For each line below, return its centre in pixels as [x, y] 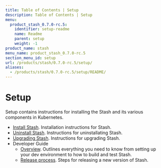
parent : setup [29, 39]
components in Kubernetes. [34, 117]
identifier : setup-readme [42, 29]
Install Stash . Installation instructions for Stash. [62, 127]
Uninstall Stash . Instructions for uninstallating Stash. [67, 133]
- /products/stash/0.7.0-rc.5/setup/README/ [58, 72]
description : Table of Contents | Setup [49, 15]
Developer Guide [30, 143]
